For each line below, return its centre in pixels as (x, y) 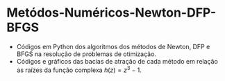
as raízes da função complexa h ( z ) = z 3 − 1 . (79, 69)
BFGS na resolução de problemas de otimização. (86, 54)
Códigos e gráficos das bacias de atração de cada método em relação (117, 61)
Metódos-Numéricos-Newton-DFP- (111, 13)
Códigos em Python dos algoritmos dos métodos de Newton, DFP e (113, 46)
